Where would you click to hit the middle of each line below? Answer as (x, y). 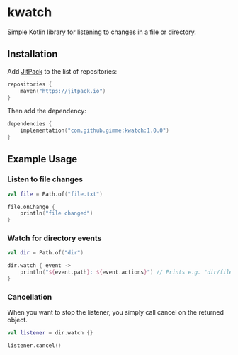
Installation (33, 54)
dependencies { (30, 124)
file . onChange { (31, 207)
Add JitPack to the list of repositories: (62, 71)
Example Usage (42, 159)
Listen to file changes (45, 179)
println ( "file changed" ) (57, 213)
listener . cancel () (34, 346)
